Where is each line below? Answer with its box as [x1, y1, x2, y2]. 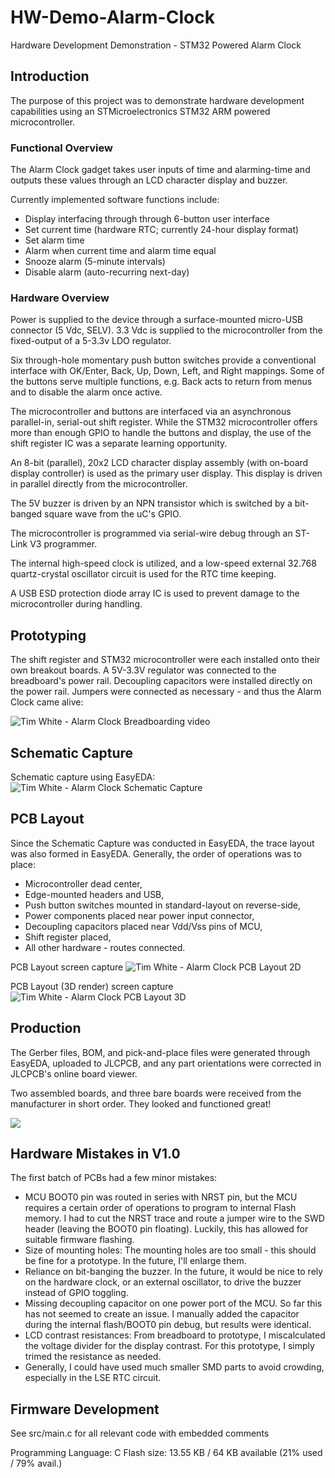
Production [10, 1020, 82, 1037]
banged [10, 508, 43, 520]
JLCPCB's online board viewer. [10, 1067, 138, 1080]
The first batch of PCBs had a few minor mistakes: [10, 1172, 218, 1184]
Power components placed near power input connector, [24, 909, 255, 921]
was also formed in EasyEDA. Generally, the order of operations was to [10, 847, 302, 860]
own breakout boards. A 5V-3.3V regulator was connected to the [10, 664, 277, 676]
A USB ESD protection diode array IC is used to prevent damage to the [10, 587, 300, 600]
